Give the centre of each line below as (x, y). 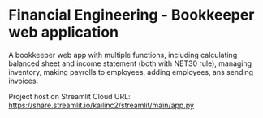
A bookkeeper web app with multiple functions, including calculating (123, 55)
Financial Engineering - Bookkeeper (131, 15)
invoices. (24, 81)
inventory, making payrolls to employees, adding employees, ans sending (131, 72)
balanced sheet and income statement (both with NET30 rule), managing (130, 63)
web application (64, 32)
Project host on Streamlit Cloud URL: (70, 96)
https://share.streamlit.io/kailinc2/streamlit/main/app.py (101, 105)
